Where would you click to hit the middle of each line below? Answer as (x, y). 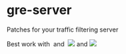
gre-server (39, 10)
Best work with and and (47, 43)
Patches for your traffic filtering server (63, 29)
